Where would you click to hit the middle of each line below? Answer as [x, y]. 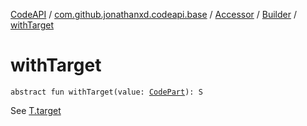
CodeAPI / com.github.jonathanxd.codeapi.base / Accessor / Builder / [153, 14]
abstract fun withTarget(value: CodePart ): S [106, 92]
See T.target [36, 110]
